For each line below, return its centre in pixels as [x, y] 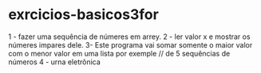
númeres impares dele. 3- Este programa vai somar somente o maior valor [130, 44]
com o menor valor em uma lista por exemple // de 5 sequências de [119, 53]
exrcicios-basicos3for [84, 15]
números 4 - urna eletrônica [55, 62]
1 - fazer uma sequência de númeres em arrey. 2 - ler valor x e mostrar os [129, 36]
